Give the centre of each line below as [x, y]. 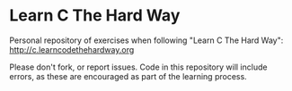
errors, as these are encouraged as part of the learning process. [128, 76]
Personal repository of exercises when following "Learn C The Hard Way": [146, 40]
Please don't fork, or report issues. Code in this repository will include [138, 67]
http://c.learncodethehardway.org [72, 49]
